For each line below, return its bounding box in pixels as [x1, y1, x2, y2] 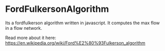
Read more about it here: [5, 35, 56, 41]
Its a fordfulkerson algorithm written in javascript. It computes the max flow [5, 20, 160, 26]
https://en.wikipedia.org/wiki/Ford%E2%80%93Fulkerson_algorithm [5, 40, 146, 46]
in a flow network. [5, 25, 42, 31]
